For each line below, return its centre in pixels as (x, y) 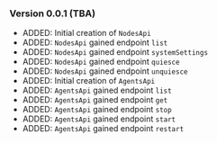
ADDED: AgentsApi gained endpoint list (97, 90)
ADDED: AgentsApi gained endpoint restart (103, 129)
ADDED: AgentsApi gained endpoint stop (97, 110)
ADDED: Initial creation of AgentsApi (89, 81)
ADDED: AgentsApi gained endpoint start (99, 119)
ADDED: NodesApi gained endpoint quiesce (101, 62)
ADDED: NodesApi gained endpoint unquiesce (105, 71)
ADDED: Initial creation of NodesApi (86, 33)
